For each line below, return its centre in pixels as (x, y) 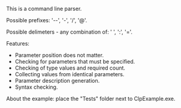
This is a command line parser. (44, 9)
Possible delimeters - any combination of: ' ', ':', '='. (70, 32)
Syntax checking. (36, 87)
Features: (18, 43)
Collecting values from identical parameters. (70, 74)
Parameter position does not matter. (59, 55)
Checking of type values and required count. (70, 68)
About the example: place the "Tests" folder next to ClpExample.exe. (91, 99)
